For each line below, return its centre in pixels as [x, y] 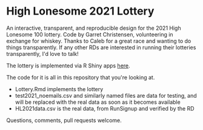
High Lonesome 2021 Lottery [80, 11]
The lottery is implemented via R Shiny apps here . [68, 66]
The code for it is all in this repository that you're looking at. [81, 77]
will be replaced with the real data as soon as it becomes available [98, 102]
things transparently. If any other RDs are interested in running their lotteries [101, 47]
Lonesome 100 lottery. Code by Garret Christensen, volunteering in [90, 34]
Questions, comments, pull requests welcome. [64, 120]
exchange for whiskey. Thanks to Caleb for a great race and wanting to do [99, 41]
